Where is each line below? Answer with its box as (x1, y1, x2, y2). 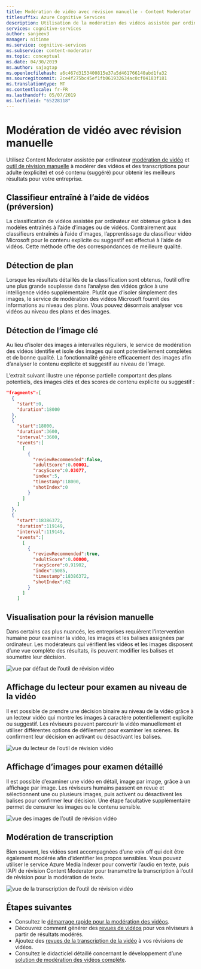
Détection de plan (6, 260, 74, 270)
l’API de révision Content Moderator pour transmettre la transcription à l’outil (6, 867, 193, 874)
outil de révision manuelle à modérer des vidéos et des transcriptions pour (6, 162, 190, 169)
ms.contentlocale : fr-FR (6, 87, 68, 93)
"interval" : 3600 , (17, 434, 60, 440)
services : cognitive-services (6, 25, 82, 32)
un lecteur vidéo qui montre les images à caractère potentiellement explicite (6, 714, 193, 721)
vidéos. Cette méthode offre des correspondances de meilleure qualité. (6, 243, 182, 250)
